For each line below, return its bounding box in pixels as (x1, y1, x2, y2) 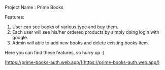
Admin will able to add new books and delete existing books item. (12, 40, 149, 46)
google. (12, 35, 28, 40)
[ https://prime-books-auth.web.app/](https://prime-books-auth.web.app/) (5, 59, 160, 65)
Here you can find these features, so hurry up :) (5, 50, 105, 55)
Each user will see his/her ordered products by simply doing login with (12, 29, 159, 35)
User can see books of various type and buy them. (12, 24, 119, 30)
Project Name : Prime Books (5, 5, 64, 10)
